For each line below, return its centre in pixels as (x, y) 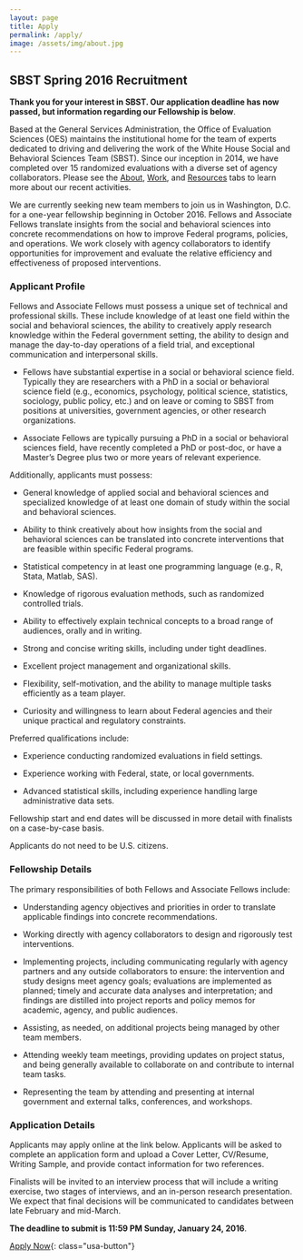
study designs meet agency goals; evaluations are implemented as (147, 981)
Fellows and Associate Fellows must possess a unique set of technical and (149, 307)
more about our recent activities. (70, 187)
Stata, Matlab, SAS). (60, 576)
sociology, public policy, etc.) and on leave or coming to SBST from (148, 401)
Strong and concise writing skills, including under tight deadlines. (145, 649)
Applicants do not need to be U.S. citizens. (89, 846)
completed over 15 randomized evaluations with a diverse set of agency (144, 168)
